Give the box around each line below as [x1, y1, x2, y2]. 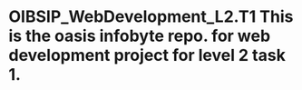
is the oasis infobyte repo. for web [8, 25, 271, 46]
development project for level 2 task [8, 45, 287, 65]
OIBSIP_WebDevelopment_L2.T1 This [8, 6, 294, 27]
